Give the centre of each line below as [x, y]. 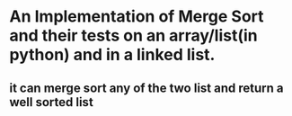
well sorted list [52, 102]
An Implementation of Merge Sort [137, 17]
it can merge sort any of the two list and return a [146, 88]
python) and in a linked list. [112, 55]
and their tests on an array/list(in [133, 36]
